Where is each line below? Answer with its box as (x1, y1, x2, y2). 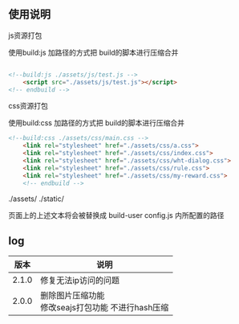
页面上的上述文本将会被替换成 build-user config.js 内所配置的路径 (8, 210, 225, 219)
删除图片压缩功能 (39, 290, 105, 301)
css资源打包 (8, 101, 48, 111)
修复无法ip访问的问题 (39, 275, 120, 286)
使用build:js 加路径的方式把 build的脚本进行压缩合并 (8, 47, 179, 57)
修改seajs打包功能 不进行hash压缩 (39, 302, 169, 314)
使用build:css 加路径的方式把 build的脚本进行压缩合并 (8, 118, 185, 128)
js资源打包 (8, 31, 43, 40)
